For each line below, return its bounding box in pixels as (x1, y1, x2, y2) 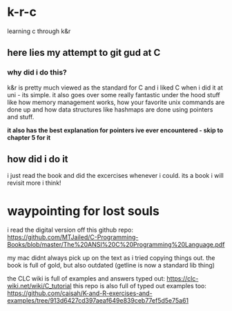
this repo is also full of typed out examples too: (72, 282, 207, 290)
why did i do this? (7, 68, 67, 77)
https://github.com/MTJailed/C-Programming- (7, 233, 139, 241)
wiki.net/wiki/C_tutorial (7, 282, 72, 290)
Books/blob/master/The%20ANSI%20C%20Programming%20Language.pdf (7, 241, 225, 249)
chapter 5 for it (7, 133, 51, 141)
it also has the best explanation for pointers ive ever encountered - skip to (7, 126, 224, 134)
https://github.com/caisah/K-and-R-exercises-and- (7, 289, 153, 297)
